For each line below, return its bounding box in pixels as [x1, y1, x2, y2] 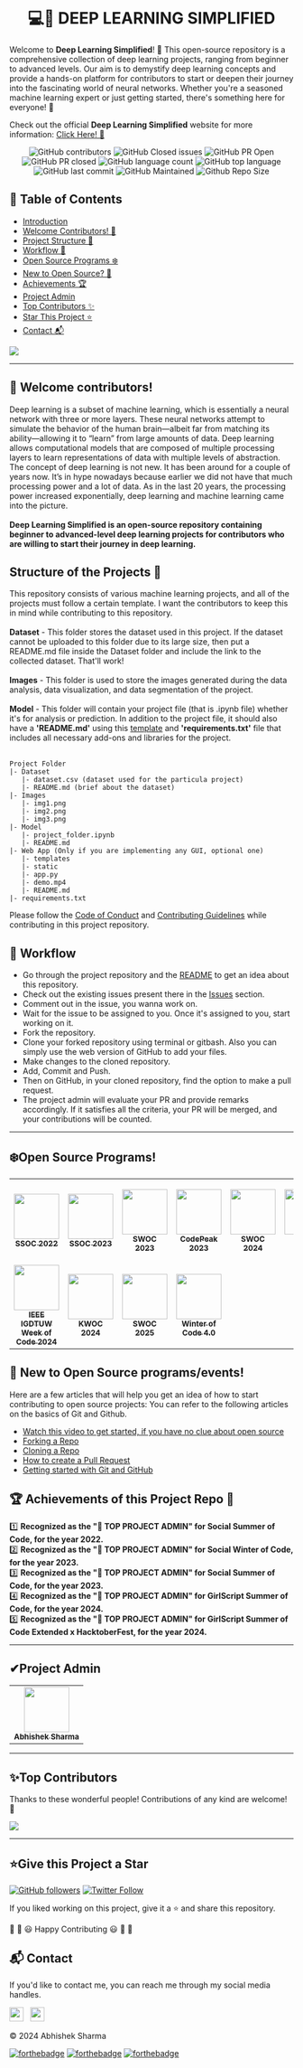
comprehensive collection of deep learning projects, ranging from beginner [9, 53, 289, 64]
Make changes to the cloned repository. [22, 1056, 171, 1067]
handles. [9, 1988, 41, 1999]
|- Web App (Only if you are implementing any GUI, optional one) [9, 847, 264, 856]
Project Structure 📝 [22, 235, 94, 246]
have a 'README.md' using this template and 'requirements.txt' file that [9, 723, 281, 734]
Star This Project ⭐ [22, 311, 93, 322]
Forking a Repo [22, 1435, 79, 1446]
